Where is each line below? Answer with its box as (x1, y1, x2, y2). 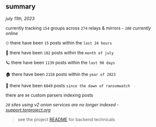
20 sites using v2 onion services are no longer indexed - (5, 101, 119, 107)
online (5, 30, 18, 36)
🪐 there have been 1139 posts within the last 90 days (5, 60, 115, 65)
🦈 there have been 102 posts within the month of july (5, 50, 114, 56)
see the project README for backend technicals (17, 116, 115, 122)
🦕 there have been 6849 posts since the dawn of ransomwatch (5, 82, 130, 89)
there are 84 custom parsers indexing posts (5, 92, 94, 98)
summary (5, 2, 36, 11)
